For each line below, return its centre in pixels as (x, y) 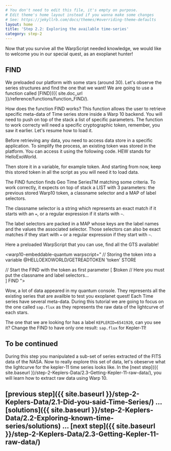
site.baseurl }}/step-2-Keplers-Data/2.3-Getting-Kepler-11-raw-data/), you (83, 373)
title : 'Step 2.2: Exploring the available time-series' (67, 29)
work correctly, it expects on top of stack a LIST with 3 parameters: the (80, 187)
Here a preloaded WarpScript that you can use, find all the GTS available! (82, 244)
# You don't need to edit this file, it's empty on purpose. (72, 10)
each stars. (17, 312)
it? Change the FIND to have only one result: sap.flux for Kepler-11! (76, 327)
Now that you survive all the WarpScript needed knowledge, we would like (83, 48)
